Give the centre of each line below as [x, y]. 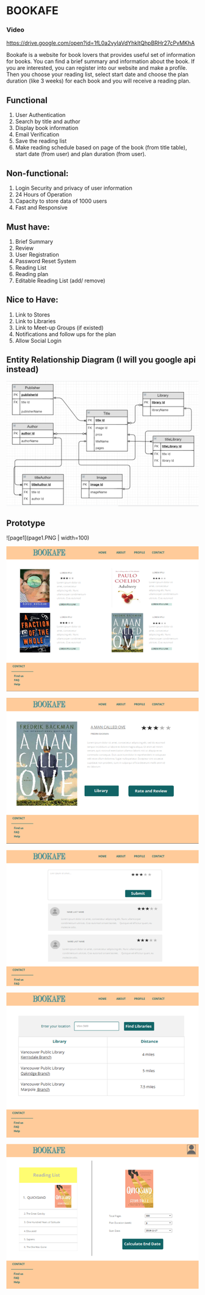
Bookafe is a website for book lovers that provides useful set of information [101, 55]
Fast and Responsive [41, 208]
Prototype [26, 523]
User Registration [37, 254]
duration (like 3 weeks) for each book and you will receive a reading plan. [99, 81]
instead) [23, 370]
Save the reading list [41, 141]
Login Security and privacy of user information [74, 188]
